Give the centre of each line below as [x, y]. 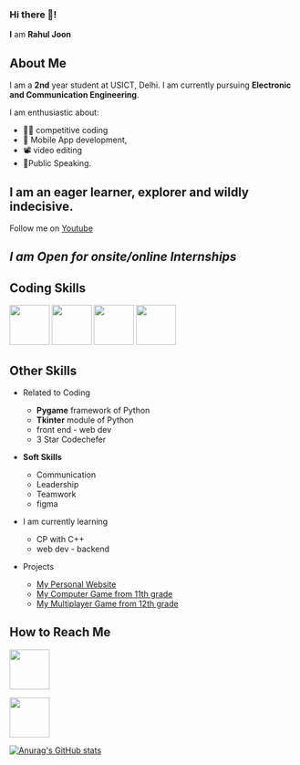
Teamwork [56, 494]
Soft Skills [42, 456]
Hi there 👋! [33, 15]
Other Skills [43, 370]
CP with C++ [60, 539]
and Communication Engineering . [74, 95]
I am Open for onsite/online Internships [123, 257]
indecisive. [41, 206]
